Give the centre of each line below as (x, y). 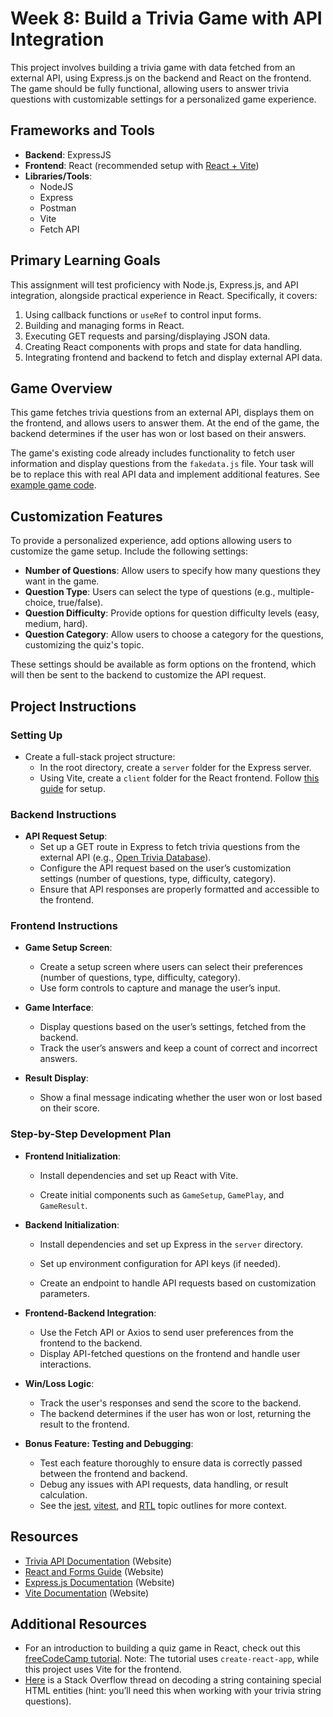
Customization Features (86, 516)
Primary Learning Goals (85, 260)
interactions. (65, 1364)
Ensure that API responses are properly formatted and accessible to (179, 889)
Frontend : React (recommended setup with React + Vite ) (142, 165)
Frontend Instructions (64, 926)
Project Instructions (73, 706)
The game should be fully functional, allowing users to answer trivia (150, 88)
